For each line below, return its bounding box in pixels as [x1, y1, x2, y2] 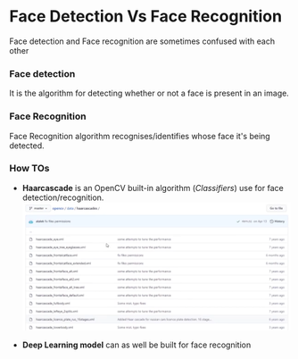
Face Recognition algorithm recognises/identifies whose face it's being [9, 130, 270, 141]
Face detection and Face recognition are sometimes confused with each [9, 36, 275, 46]
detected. [9, 140, 45, 151]
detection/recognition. [21, 192, 104, 203]
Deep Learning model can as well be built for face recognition [21, 339, 252, 350]
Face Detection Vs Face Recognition [9, 6, 283, 27]
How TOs [9, 163, 50, 175]
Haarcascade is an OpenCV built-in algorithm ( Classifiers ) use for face [21, 182, 284, 193]
